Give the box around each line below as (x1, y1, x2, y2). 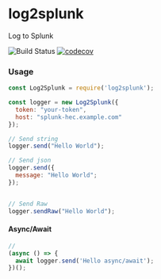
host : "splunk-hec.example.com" (15, 113, 123, 121)
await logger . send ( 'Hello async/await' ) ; (15, 257, 155, 265)
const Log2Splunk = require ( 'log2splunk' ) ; (8, 84, 155, 92)
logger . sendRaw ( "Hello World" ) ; (8, 207, 115, 215)
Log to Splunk (8, 31, 54, 40)
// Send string (8, 135, 59, 143)
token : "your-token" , (15, 105, 87, 113)
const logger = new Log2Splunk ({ (8, 98, 119, 107)
